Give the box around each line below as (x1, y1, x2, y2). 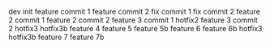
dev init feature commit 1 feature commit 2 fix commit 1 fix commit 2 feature (8, 7, 261, 16)
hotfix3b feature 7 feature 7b (8, 32, 105, 42)
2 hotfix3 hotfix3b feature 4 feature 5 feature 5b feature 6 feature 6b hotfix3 (8, 24, 263, 33)
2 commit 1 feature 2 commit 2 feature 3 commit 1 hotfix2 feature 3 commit (8, 15, 258, 25)
